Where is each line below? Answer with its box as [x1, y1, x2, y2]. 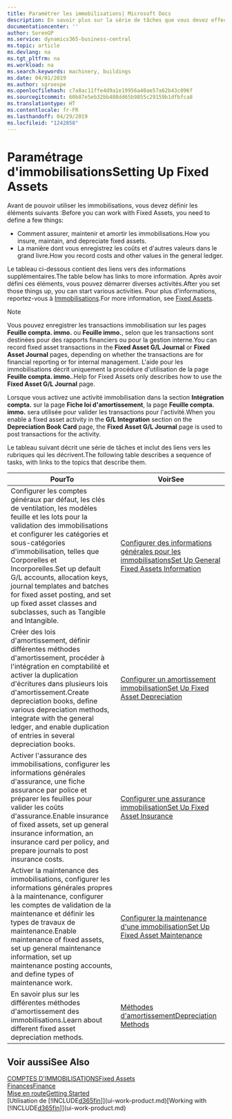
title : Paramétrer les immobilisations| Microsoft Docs [7, 10, 171, 17]
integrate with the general [10, 714, 95, 723]
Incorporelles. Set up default [10, 564, 101, 574]
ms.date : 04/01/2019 [7, 74, 67, 82]
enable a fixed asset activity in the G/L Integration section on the [7, 416, 192, 424]
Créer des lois [10, 627, 57, 637]
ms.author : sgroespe [7, 81, 67, 88]
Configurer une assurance [120, 794, 206, 804]
